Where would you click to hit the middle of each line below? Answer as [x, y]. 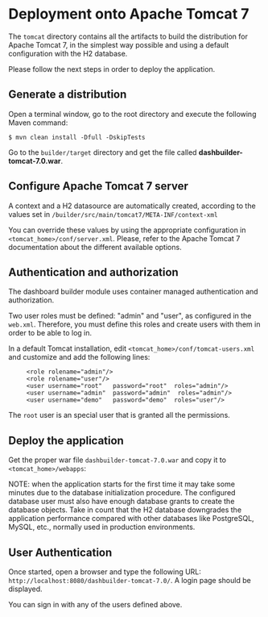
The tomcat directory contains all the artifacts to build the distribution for [128, 36]
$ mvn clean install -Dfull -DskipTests [77, 137]
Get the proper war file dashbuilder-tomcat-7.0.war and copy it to [118, 460]
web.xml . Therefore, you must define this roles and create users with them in [134, 324]
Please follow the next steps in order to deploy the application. [112, 69]
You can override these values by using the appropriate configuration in [128, 230]
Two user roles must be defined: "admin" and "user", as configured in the [130, 316]
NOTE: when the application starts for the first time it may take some [122, 484]
